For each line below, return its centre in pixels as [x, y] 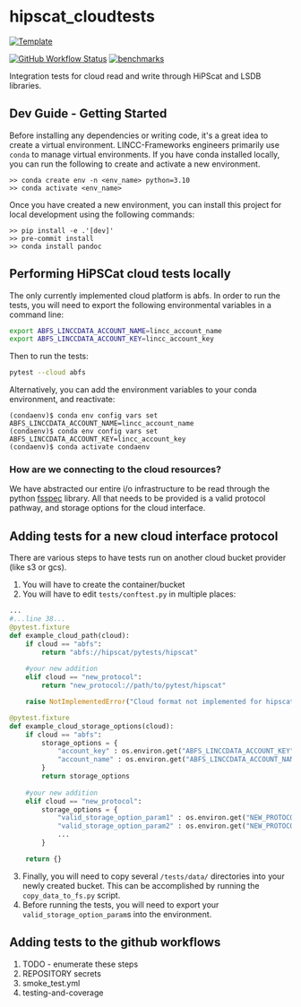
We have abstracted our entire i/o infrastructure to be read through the [140, 489]
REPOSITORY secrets [61, 973]
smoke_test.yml [51, 983]
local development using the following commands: [102, 214]
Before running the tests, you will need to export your [120, 904]
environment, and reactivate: [62, 400]
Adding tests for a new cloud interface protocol [144, 536]
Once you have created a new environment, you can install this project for [146, 204]
